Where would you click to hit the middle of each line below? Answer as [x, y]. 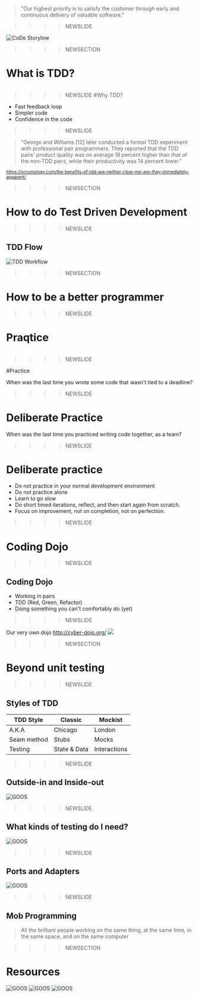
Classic [71, 720]
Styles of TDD [32, 703]
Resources [33, 972]
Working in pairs [35, 596]
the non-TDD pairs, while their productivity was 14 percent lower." [101, 161]
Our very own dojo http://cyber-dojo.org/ [56, 632]
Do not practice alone [41, 492]
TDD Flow [24, 247]
